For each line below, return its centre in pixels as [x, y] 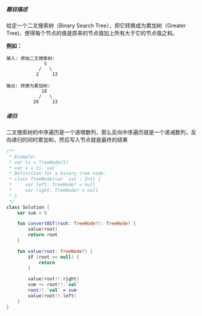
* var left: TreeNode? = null [52, 185]
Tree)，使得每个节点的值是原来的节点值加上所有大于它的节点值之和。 [92, 33]
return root [43, 235]
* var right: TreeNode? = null [53, 191]
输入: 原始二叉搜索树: [31, 58]
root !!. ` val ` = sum [52, 290]
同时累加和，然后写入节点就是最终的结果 [77, 139]
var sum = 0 [32, 213]
